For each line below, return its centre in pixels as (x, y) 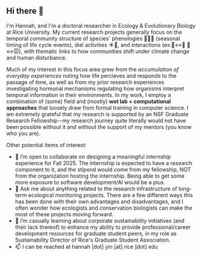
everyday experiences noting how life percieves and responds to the (91, 75)
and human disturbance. (37, 57)
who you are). (24, 133)
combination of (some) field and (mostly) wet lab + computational (89, 101)
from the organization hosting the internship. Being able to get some (100, 176)
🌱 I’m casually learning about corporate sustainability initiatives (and (100, 220)
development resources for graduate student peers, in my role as (96, 233)
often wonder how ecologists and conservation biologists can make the (104, 208)
